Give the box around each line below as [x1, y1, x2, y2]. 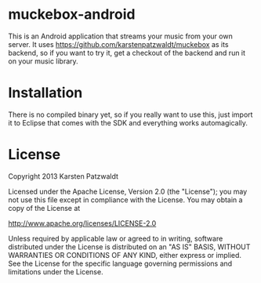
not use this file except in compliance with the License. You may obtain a [8, 194, 243, 205]
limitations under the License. [8, 267, 103, 276]
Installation [8, 84, 83, 102]
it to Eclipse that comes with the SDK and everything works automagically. [8, 118, 248, 127]
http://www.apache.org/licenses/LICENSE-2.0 [8, 218, 157, 228]
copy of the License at [8, 203, 81, 212]
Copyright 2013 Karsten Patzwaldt [8, 171, 119, 181]
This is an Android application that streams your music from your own [8, 31, 233, 41]
